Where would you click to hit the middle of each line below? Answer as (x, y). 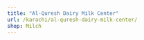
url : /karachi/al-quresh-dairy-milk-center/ (72, 20)
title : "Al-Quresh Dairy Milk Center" (63, 13)
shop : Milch (24, 26)
